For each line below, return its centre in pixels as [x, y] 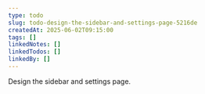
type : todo [26, 15]
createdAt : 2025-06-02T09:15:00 [61, 30]
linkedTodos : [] [34, 52]
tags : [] [22, 37]
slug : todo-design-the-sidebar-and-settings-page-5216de [103, 23]
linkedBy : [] [29, 60]
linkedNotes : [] [34, 45]
